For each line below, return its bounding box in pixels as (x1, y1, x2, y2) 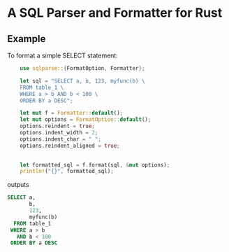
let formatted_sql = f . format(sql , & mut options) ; (20, 161, 170, 169)
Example (7, 33, 46, 45)
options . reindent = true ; (20, 122, 96, 130)
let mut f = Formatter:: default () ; (20, 110, 124, 117)
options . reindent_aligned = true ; (20, 142, 120, 149)
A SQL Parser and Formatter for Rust (7, 5, 223, 21)
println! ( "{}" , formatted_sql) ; (20, 168, 114, 175)
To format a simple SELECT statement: (7, 51, 119, 59)
